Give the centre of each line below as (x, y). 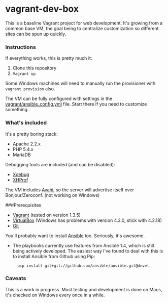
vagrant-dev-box (42, 9)
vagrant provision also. (30, 89)
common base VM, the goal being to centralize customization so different (82, 28)
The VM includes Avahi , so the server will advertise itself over (70, 190)
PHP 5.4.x (23, 149)
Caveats (16, 279)
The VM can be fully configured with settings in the (59, 99)
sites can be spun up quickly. (36, 34)
